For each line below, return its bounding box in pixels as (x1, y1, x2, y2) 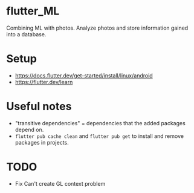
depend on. (15, 126, 44, 133)
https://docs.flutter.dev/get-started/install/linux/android (15, 71, 153, 79)
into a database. (6, 30, 47, 38)
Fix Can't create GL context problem (15, 180, 106, 187)
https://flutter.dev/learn (15, 78, 73, 85)
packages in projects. (15, 139, 70, 146)
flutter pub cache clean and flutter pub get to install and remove (15, 132, 184, 140)
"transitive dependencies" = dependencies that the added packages (15, 119, 186, 126)
